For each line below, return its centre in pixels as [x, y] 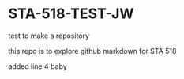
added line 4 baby [38, 66]
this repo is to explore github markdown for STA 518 [92, 51]
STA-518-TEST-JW [71, 14]
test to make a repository [49, 36]
